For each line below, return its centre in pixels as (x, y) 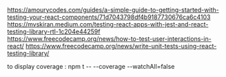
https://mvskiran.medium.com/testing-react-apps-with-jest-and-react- (108, 24)
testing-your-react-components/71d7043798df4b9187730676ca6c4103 (109, 17)
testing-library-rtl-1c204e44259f (54, 31)
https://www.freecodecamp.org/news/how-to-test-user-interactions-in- (109, 39)
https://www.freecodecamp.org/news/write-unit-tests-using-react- (121, 46)
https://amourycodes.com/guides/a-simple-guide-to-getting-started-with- (113, 10)
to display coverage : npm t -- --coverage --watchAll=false (91, 66)
